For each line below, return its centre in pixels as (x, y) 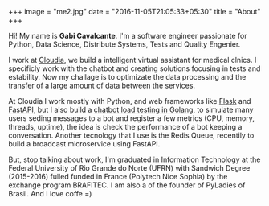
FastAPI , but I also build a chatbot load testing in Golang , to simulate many (131, 109)
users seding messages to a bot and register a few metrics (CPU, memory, (132, 118)
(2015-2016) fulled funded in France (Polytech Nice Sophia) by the (118, 177)
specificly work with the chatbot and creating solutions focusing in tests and (134, 68)
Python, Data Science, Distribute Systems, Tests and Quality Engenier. (124, 44)
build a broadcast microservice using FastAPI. (84, 144)
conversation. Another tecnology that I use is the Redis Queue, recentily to (131, 135)
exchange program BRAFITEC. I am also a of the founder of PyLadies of (127, 185)
